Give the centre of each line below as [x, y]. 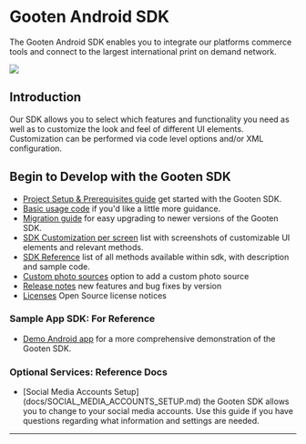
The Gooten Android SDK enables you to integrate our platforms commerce [151, 42]
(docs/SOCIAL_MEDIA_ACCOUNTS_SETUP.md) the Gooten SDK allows [156, 401]
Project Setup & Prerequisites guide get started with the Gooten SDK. [152, 198]
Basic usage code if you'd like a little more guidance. [122, 208]
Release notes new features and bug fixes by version [122, 286]
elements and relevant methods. [83, 247]
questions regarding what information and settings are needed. [141, 421]
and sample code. [56, 267]
